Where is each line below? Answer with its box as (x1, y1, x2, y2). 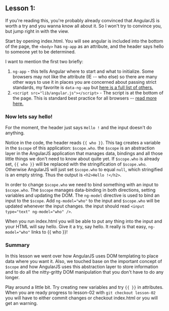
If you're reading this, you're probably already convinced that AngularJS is (5, 17, 160, 23)
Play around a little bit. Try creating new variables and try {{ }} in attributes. (5, 284, 164, 290)
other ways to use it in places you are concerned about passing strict (12, 79, 157, 85)
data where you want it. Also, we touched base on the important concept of (5, 258, 162, 265)
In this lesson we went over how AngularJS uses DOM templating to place (5, 253, 159, 259)
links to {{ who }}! (31, 229, 68, 235)
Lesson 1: (5, 4, 35, 13)
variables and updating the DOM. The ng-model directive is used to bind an (5, 192, 160, 198)
